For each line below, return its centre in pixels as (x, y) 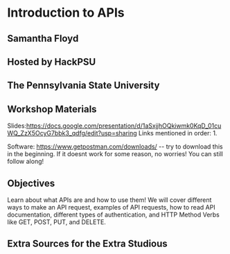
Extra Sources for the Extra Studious (87, 244)
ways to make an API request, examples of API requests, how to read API (112, 207)
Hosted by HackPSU (52, 61)
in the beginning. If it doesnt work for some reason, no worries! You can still (115, 154)
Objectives (31, 183)
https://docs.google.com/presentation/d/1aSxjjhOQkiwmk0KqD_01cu (124, 126)
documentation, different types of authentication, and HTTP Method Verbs (114, 214)
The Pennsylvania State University (83, 86)
